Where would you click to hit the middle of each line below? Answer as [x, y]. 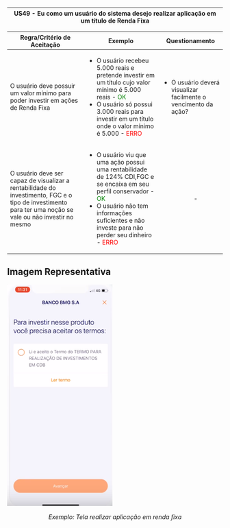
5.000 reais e [116, 68]
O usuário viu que [122, 155]
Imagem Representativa [59, 272]
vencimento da [192, 104]
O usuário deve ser [37, 173]
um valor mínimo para [41, 93]
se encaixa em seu [123, 184]
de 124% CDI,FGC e [126, 177]
